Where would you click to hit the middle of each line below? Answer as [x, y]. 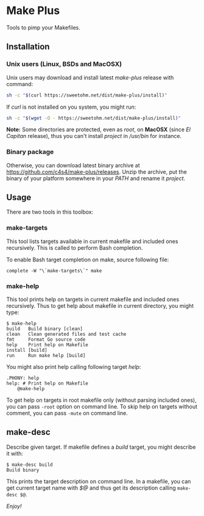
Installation [28, 47]
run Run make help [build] [46, 356]
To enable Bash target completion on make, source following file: [88, 260]
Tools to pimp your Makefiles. [44, 27]
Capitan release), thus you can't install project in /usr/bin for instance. [94, 136]
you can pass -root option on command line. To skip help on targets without [102, 407]
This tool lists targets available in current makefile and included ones [92, 241]
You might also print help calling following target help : [74, 367]
